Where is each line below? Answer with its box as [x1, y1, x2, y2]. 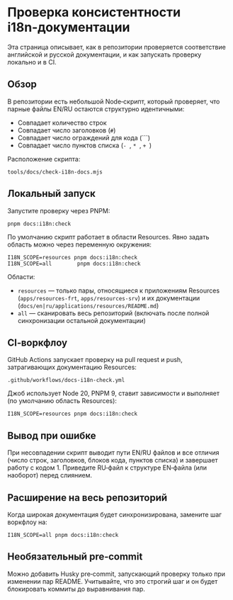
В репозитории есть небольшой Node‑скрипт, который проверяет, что [7, 97, 220, 106]
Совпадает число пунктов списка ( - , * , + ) [17, 141, 152, 149]
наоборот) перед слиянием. [7, 471, 92, 480]
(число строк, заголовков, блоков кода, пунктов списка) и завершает [7, 456, 218, 465]
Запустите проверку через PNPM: [7, 206, 110, 215]
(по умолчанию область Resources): [7, 397, 117, 405]
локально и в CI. [7, 57, 57, 66]
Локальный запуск [7, 188, 96, 200]
